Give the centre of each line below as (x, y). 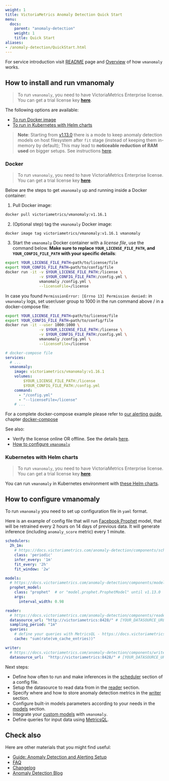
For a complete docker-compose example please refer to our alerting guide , (84, 414)
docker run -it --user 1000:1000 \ (43, 325)
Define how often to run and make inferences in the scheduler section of (88, 677)
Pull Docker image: (32, 205)
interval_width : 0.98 (41, 601)
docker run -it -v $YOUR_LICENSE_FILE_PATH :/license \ (64, 272)
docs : (16, 24)
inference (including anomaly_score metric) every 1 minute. (65, 532)
